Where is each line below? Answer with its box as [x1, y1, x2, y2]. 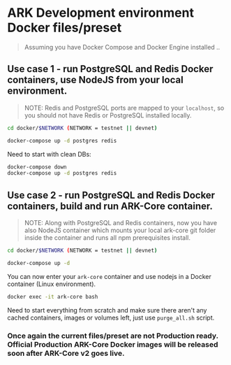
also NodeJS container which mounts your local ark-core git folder [24, 226, 216, 235]
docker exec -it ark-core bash [7, 293, 98, 300]
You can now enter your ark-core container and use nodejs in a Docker [7, 272, 211, 280]
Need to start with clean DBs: [7, 150, 92, 158]
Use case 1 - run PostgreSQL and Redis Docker [7, 63, 214, 75]
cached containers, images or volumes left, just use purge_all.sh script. [7, 313, 215, 322]
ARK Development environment [7, 5, 194, 21]
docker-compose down [7, 163, 68, 171]
